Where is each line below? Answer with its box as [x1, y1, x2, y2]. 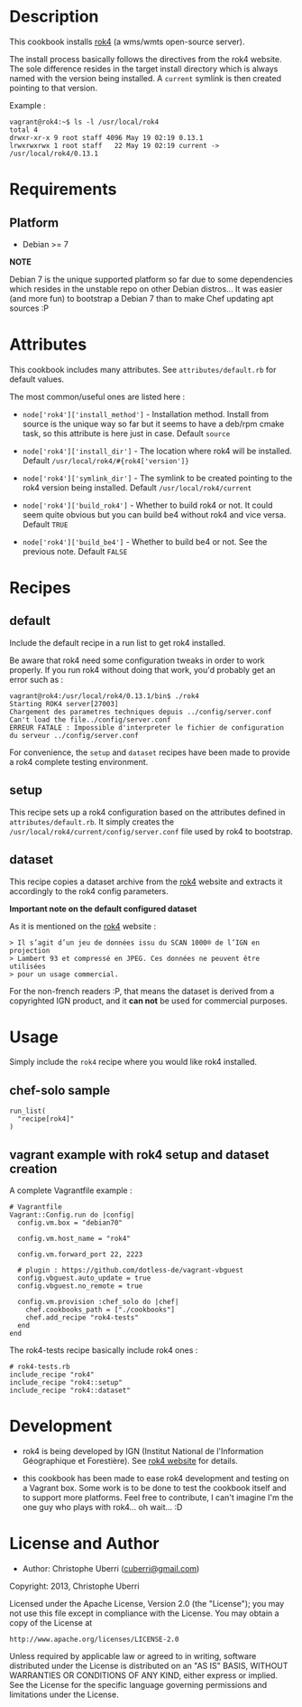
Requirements [9, 179, 117, 200]
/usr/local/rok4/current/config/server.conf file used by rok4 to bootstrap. [9, 826, 293, 836]
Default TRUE [22, 518, 69, 529]
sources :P [9, 303, 50, 313]
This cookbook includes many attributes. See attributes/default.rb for [9, 364, 277, 375]
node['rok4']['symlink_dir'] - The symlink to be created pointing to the [22, 472, 293, 483]
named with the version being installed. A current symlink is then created [9, 72, 282, 83]
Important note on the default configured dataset [9, 903, 197, 914]
